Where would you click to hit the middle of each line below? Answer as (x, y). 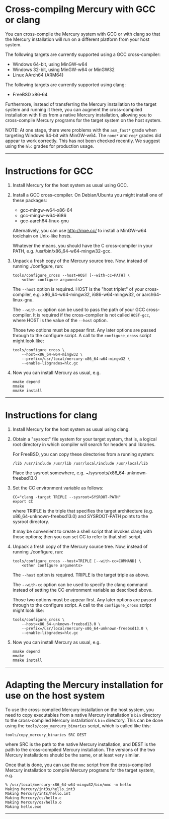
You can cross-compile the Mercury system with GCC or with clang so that (83, 34)
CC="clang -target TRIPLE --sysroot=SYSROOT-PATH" (67, 497)
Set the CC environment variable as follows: (58, 488)
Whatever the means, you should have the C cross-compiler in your (82, 245)
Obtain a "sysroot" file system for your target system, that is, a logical (84, 439)
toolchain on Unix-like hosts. (42, 236)
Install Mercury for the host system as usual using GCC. (70, 185)
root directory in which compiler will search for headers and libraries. (84, 444)
